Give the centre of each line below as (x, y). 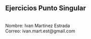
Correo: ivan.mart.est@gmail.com (40, 31)
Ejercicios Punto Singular (46, 8)
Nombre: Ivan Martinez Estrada (38, 25)
